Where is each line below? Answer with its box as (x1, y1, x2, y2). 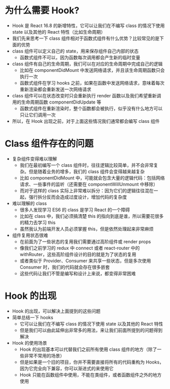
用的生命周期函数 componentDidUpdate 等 (12, 99, 101, 105)
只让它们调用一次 (19, 112, 56, 118)
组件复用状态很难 (12, 232, 48, 238)
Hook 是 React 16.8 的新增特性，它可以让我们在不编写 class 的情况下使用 (12, 22, 165, 29)
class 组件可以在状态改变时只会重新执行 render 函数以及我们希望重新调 (12, 92, 161, 98)
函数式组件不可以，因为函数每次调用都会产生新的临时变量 (19, 54, 140, 60)
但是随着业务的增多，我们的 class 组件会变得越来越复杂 (29, 168, 145, 174)
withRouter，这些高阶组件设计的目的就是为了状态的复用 (19, 251, 136, 257)
